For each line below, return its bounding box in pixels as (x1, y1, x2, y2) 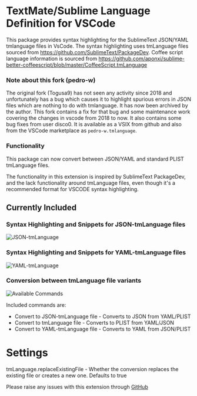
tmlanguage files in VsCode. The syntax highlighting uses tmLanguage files (6, 42, 189, 50)
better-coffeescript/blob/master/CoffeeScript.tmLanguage (6, 61, 148, 68)
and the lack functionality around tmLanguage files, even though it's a (6, 179, 175, 186)
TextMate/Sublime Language (6, 4, 151, 18)
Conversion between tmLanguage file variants (6, 276, 142, 284)
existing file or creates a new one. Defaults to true (6, 372, 127, 379)
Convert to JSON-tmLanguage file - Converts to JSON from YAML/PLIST (14, 313, 191, 320)
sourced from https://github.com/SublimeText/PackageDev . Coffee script (6, 48, 183, 55)
